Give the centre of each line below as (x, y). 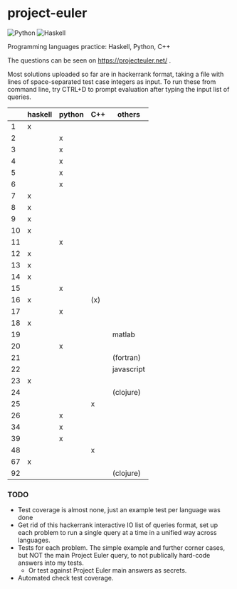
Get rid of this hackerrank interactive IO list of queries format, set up (118, 525)
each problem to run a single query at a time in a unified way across (117, 533)
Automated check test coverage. (65, 578)
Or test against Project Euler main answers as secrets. (107, 571)
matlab (123, 334)
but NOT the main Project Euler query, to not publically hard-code (114, 556)
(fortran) (126, 357)
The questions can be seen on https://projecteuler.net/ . (89, 60)
